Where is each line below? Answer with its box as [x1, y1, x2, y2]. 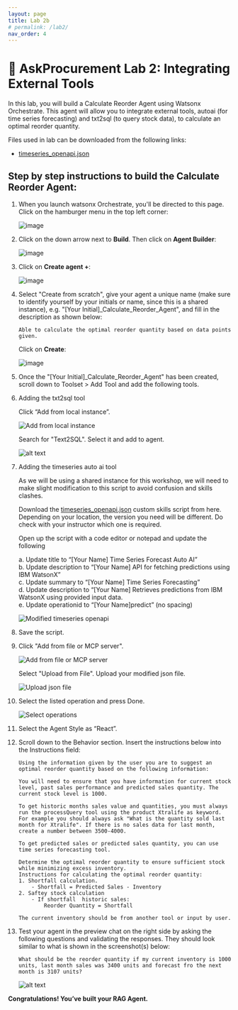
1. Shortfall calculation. [18, 877, 98, 884]
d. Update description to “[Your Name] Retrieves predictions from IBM [18, 586, 222, 593]
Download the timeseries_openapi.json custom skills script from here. [18, 505, 222, 513]
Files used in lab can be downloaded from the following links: [8, 136, 187, 144]
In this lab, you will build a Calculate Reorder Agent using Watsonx [8, 99, 201, 108]
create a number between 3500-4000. [18, 828, 127, 835]
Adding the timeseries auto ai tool [18, 463, 117, 471]
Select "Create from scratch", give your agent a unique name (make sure [18, 290, 231, 298]
